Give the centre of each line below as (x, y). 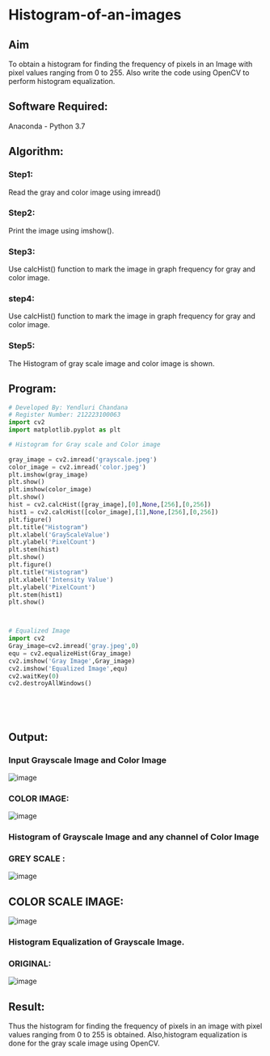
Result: (27, 1006)
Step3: (22, 251)
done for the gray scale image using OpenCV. (84, 1043)
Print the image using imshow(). (61, 230)
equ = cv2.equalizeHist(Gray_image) (70, 653)
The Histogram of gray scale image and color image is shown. (112, 363)
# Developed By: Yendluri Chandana (68, 407)
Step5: (22, 346)
